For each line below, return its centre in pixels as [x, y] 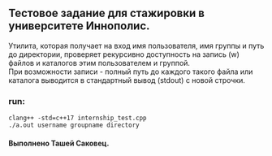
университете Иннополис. [79, 26]
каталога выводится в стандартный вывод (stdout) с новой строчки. [127, 80]
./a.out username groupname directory [74, 125]
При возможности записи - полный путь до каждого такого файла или [131, 71]
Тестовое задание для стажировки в [107, 13]
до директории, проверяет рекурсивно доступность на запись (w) [124, 54]
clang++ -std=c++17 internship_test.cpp [78, 118]
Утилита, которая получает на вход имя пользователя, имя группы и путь [136, 45]
